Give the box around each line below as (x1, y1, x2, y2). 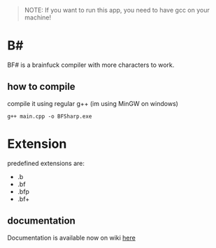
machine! (24, 13, 52, 22)
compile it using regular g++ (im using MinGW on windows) (7, 99, 178, 107)
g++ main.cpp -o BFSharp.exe (7, 113, 92, 120)
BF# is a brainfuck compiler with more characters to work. (7, 61, 175, 69)
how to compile (7, 81, 75, 93)
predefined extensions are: (7, 159, 85, 167)
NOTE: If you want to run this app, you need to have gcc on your (24, 6, 210, 14)
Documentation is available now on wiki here (7, 233, 136, 242)
